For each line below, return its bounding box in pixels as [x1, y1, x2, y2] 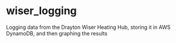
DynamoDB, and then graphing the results [6, 29, 107, 37]
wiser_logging [6, 4, 77, 18]
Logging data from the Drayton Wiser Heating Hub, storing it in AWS [6, 24, 171, 31]
